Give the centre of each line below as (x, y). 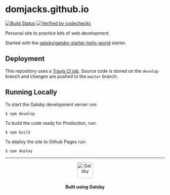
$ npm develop (20, 114)
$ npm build (18, 132)
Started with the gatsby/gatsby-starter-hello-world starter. (66, 43)
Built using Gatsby (85, 187)
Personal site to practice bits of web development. (58, 33)
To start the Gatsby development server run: (51, 104)
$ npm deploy (19, 151)
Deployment (25, 59)
